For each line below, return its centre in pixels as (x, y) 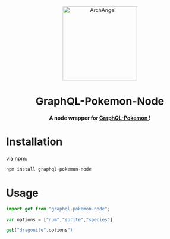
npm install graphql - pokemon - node (49, 169)
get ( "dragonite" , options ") (40, 230)
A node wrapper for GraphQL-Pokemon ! (100, 118)
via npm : (17, 158)
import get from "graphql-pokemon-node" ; (58, 209)
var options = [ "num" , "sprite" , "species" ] (59, 219)
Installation (34, 142)
